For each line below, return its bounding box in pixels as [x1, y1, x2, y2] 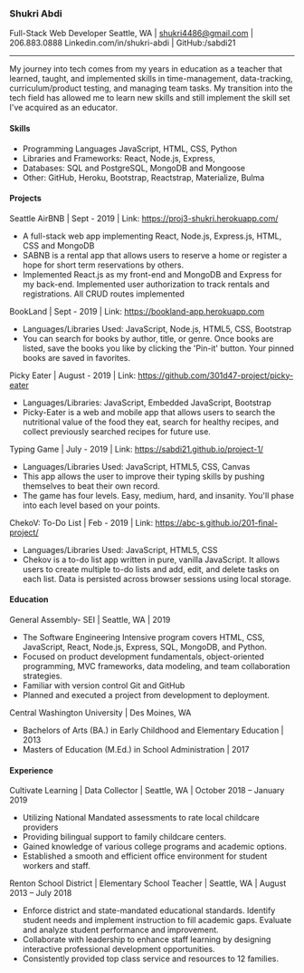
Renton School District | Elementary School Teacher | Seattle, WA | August [9, 878, 287, 889]
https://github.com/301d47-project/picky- [138, 370, 294, 381]
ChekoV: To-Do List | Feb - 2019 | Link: [9, 517, 154, 528]
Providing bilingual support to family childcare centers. [22, 832, 227, 842]
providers [22, 822, 59, 832]
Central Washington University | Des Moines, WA [9, 706, 192, 718]
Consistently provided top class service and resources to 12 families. [22, 953, 279, 964]
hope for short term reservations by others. [22, 259, 184, 270]
